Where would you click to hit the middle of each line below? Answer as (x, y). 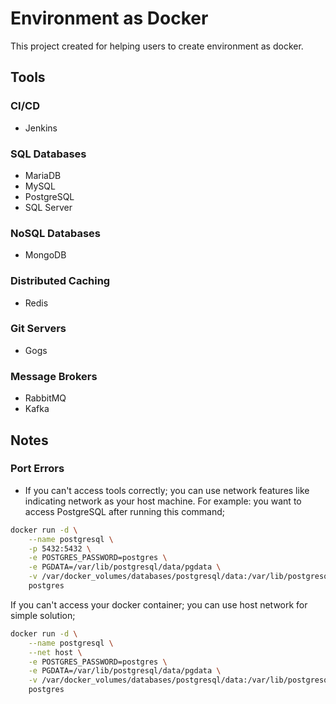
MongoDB (45, 255)
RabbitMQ (45, 398)
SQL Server (48, 207)
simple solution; (43, 615)
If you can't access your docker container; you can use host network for (159, 604)
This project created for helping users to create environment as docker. (157, 46)
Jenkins (41, 128)
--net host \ (55, 652)
